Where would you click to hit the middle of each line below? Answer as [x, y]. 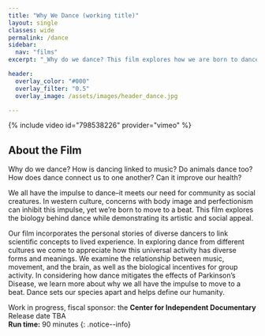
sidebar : [22, 45]
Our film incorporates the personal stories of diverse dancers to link [118, 233]
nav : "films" [37, 52]
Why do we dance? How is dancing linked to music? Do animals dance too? [131, 169]
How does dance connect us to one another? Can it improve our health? [125, 178]
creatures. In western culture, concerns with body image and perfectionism [131, 202]
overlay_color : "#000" [52, 81]
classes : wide [32, 30]
